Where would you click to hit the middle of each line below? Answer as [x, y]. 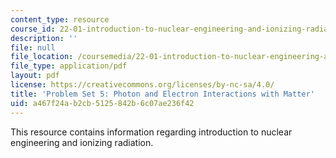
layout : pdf [35, 76]
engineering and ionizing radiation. [82, 142]
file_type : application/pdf [69, 66]
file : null [33, 47]
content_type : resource [60, 19]
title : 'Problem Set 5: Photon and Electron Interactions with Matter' [162, 94]
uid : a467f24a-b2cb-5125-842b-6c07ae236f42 [102, 103]
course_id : [33, 29]
